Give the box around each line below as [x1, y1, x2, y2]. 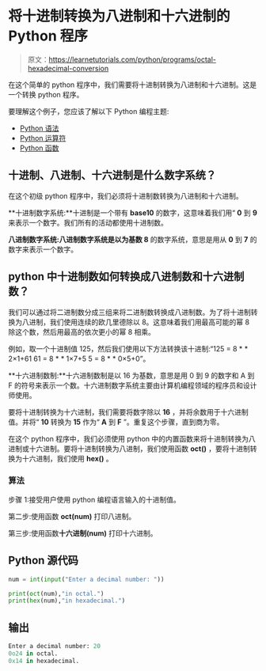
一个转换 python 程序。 [8, 89, 84, 99]
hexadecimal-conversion [27, 63, 109, 73]
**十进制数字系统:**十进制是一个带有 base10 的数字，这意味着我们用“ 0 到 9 [8, 207, 257, 218]
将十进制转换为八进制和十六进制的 [8, 7, 231, 25]
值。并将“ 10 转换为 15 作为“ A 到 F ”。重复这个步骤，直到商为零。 [8, 417, 224, 426]
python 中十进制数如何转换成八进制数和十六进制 [8, 270, 245, 283]
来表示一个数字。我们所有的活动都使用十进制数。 [8, 218, 168, 227]
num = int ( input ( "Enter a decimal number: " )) [8, 575, 165, 583]
